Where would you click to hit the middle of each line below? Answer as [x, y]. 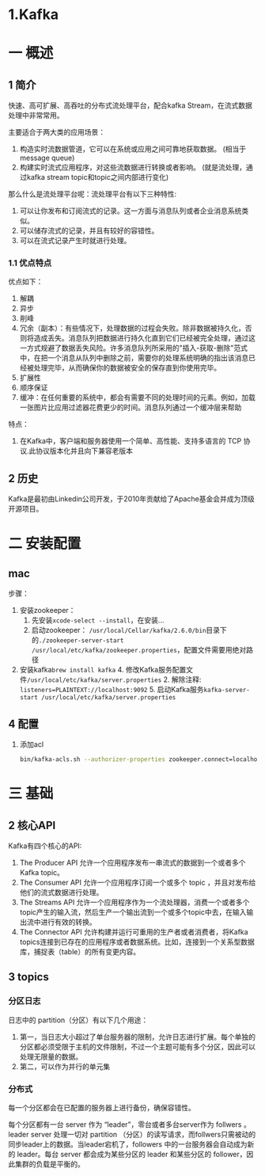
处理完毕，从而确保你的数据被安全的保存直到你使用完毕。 [127, 368]
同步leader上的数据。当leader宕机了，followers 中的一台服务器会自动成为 [128, 1144]
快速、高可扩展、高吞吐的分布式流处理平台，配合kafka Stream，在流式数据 [131, 105]
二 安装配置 [45, 544]
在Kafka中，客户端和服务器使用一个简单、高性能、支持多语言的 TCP [131, 441]
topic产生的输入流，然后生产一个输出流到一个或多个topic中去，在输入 [133, 911]
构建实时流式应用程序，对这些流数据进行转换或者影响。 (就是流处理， [133, 167]
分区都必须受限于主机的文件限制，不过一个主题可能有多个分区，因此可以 [137, 1046]
